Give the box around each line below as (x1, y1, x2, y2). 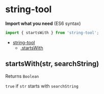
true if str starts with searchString (5, 83, 79, 89)
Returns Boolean (5, 73, 39, 79)
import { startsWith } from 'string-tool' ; (5, 30, 99, 35)
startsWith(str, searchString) (5, 59, 99, 68)
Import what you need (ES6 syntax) (5, 20, 81, 26)
